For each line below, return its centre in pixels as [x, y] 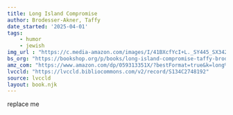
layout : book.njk [32, 85]
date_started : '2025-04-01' [48, 26]
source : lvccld [29, 78]
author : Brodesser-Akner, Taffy [54, 20]
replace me [23, 104]
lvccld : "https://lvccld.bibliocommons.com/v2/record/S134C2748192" [108, 71]
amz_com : [20, 65]
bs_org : [18, 59]
